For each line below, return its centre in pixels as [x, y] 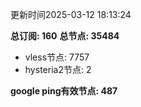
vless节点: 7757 [57, 57]
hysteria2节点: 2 [58, 69]
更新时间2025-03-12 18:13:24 [71, 14]
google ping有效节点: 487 [64, 91]
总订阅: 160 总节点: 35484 [65, 36]
